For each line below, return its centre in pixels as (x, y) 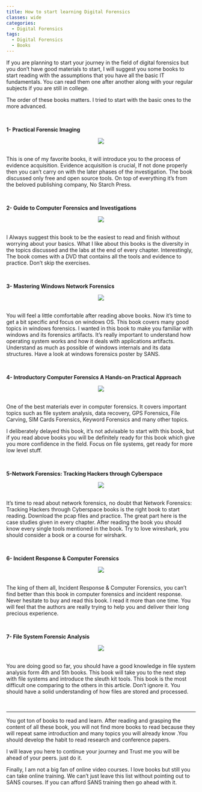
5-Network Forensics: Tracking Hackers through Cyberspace (84, 473)
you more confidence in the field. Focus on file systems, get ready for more (99, 444)
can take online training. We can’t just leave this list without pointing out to (98, 776)
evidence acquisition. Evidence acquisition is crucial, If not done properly (97, 165)
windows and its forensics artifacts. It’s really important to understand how (99, 334)
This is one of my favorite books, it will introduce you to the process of (93, 159)
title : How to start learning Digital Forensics (68, 12)
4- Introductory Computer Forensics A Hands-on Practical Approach (94, 377)
